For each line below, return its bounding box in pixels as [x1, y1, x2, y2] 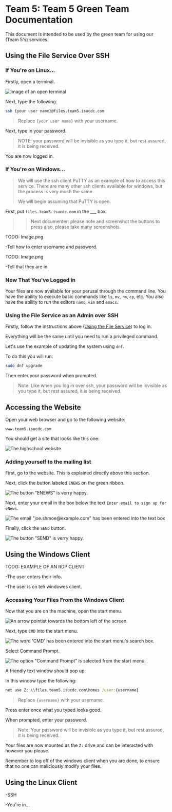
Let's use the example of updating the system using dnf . [5, 343, 124, 349]
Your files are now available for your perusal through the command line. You [5, 288, 166, 294]
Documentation [5, 14, 73, 26]
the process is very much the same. [17, 188, 94, 194]
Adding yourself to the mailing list [5, 458, 91, 465]
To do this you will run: [5, 353, 53, 360]
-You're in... [5, 802, 30, 808]
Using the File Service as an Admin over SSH [5, 312, 119, 319]
